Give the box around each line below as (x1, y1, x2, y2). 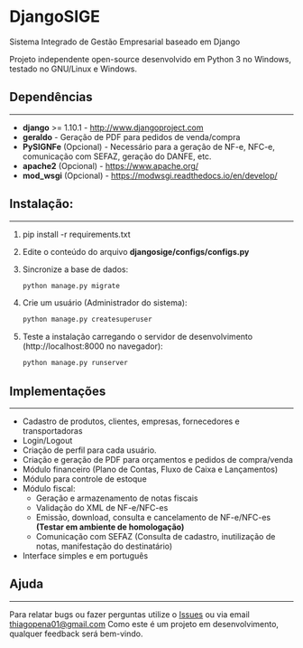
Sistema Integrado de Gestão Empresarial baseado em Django (9, 36, 241, 47)
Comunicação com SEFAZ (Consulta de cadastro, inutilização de (35, 531, 276, 541)
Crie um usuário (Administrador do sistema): (22, 297, 188, 308)
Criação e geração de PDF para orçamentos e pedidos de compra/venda (22, 455, 293, 465)
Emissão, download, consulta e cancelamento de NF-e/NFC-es (35, 512, 271, 522)
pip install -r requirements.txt (22, 229, 131, 239)
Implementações (9, 383, 106, 399)
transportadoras (22, 426, 83, 436)
